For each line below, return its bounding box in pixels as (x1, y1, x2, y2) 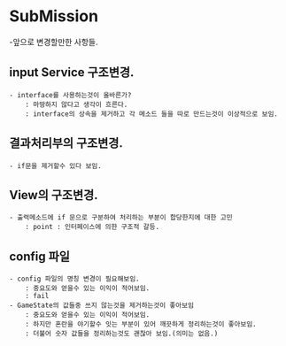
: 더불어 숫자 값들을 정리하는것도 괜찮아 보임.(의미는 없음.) (25, 329, 219, 338)
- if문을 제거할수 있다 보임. (9, 161, 102, 170)
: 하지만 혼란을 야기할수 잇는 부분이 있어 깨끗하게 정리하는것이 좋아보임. (25, 320, 257, 329)
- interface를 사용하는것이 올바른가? (9, 90, 132, 99)
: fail (25, 292, 50, 301)
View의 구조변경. (9, 188, 99, 203)
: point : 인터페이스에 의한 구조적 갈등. (25, 223, 160, 232)
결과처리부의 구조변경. (9, 135, 124, 151)
